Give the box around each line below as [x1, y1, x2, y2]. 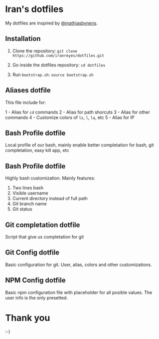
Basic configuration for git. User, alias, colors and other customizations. [5, 261, 152, 267]
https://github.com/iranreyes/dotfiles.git [12, 53, 105, 58]
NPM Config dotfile [5, 276, 66, 284]
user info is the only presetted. [5, 294, 68, 300]
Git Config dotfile [5, 248, 60, 257]
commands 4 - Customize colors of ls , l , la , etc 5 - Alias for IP [5, 114, 135, 120]
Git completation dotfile [5, 220, 80, 229]
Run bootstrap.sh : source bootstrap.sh [12, 71, 94, 77]
